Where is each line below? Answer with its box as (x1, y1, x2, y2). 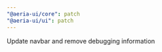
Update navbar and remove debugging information (6, 36, 156, 45)
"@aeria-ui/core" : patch (6, 10, 80, 18)
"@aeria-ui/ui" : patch (6, 17, 74, 24)
